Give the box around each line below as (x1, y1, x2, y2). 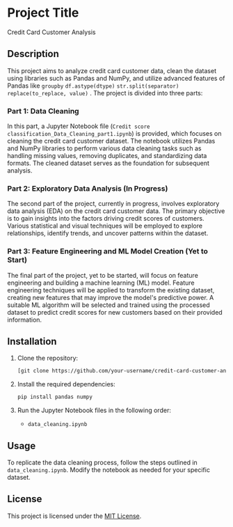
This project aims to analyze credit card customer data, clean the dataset (7, 66, 217, 74)
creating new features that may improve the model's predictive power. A (7, 293, 214, 301)
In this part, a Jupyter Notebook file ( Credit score (7, 122, 151, 130)
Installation (7, 336, 57, 347)
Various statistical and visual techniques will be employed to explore (7, 221, 203, 230)
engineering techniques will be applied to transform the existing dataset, (7, 285, 215, 294)
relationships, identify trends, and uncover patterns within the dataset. (7, 229, 209, 237)
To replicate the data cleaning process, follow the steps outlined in (7, 458, 198, 467)
